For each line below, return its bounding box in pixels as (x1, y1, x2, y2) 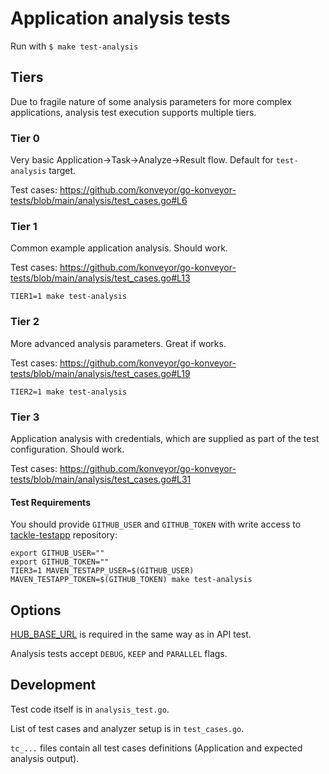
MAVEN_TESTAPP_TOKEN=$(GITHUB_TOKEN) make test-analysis (10, 575, 253, 585)
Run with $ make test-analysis (10, 40, 139, 52)
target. (48, 165, 77, 177)
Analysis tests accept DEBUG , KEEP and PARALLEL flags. (10, 647, 228, 659)
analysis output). (10, 752, 80, 764)
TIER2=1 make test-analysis (10, 387, 128, 397)
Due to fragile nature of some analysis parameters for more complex (10, 95, 292, 107)
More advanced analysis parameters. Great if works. (10, 337, 227, 349)
